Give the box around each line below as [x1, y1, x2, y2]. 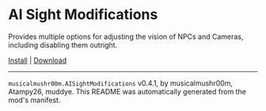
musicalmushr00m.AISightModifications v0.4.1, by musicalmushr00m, [8, 78, 234, 88]
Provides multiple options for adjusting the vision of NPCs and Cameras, [8, 32, 244, 41]
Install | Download [8, 55, 67, 65]
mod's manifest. [8, 95, 61, 105]
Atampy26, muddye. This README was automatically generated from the [8, 86, 247, 96]
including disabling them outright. [8, 40, 118, 49]
